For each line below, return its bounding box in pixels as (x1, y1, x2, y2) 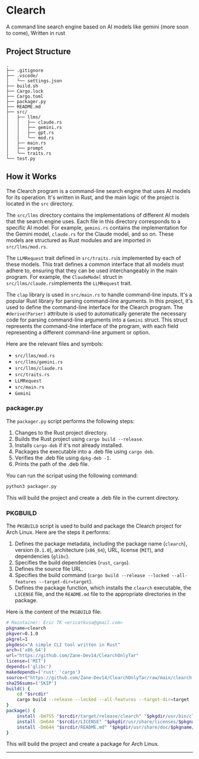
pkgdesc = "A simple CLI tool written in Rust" (6, 642, 120, 648)
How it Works (6, 172, 57, 182)
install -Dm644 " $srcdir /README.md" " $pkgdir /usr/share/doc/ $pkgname (17, 724, 192, 730)
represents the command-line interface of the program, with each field (6, 322, 179, 329)
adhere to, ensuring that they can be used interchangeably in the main (6, 267, 178, 274)
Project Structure (6, 47, 71, 57)
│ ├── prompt (6, 145, 44, 151)
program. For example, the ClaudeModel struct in (6, 273, 123, 280)
